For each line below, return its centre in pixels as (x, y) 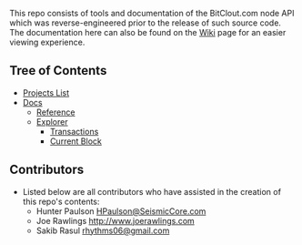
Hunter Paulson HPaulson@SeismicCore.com (121, 211)
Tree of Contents (58, 71)
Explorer (52, 121)
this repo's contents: (61, 201)
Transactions (74, 131)
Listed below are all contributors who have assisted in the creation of (152, 191)
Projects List (46, 92)
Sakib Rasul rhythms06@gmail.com (103, 230)
